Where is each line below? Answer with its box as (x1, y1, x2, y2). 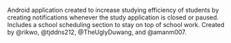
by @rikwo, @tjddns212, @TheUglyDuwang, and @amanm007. (7, 28, 187, 36)
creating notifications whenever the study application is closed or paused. (7, 13, 219, 21)
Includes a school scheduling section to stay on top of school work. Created (7, 21, 225, 28)
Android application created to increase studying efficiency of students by (7, 6, 219, 14)
